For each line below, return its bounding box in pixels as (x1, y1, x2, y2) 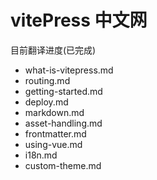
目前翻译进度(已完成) (10, 44, 97, 56)
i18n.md (24, 149, 58, 161)
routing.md (24, 74, 71, 86)
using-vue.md (24, 138, 83, 150)
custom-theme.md (24, 159, 102, 171)
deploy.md (24, 96, 69, 108)
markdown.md (24, 106, 85, 118)
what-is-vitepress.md (24, 64, 114, 76)
